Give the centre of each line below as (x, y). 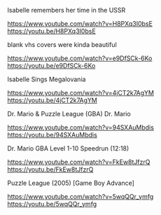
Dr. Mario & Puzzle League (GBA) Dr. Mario (69, 114)
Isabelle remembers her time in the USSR (66, 10)
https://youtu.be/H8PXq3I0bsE (51, 31)
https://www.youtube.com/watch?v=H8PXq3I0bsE (80, 23)
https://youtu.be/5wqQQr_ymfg (52, 204)
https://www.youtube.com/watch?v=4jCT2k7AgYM (80, 93)
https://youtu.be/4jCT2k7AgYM (52, 100)
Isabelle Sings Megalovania (47, 79)
